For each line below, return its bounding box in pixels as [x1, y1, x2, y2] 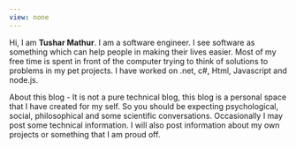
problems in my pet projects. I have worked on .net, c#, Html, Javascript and [9, 65, 287, 76]
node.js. [9, 74, 39, 85]
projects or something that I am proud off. [9, 129, 161, 139]
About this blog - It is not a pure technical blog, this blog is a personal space [9, 92, 287, 102]
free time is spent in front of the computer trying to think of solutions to [9, 55, 269, 66]
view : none [9, 12, 49, 22]
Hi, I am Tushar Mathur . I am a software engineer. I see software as [9, 37, 255, 48]
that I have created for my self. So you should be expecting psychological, [9, 100, 279, 111]
